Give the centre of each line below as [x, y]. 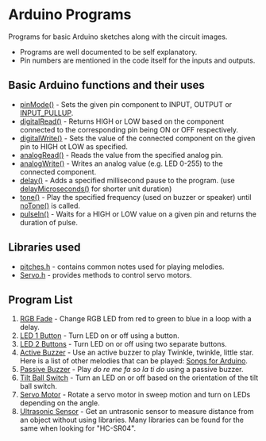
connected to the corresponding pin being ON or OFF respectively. [129, 129]
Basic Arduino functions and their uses [106, 85]
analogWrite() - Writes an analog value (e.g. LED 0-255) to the [121, 163]
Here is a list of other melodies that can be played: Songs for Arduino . [134, 361]
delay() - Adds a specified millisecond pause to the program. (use [127, 180]
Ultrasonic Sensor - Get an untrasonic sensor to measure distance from [137, 412]
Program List [40, 299]
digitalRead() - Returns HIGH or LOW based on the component [122, 121]
